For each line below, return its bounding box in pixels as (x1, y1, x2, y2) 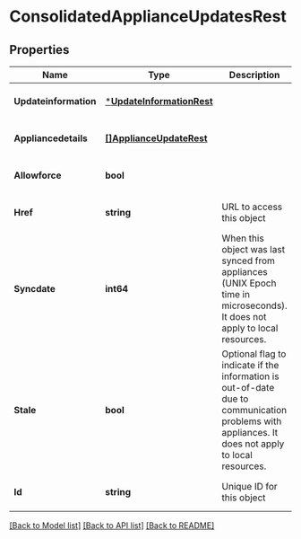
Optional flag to (221, 348, 287, 360)
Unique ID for (221, 481, 278, 492)
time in (221, 288, 251, 300)
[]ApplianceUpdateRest (105, 132, 208, 145)
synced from (221, 254, 276, 267)
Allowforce (13, 169, 62, 181)
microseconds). (221, 299, 288, 312)
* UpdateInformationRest (105, 95, 213, 107)
